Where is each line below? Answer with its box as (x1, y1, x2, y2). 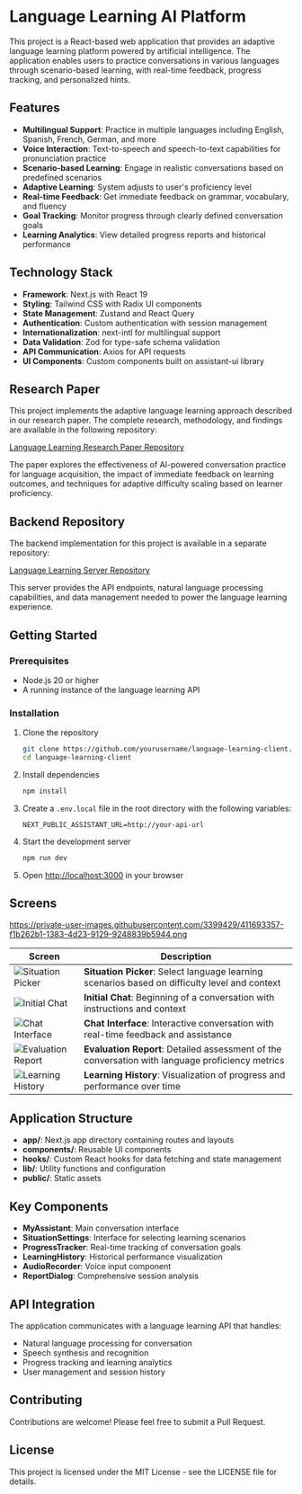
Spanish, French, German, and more (22, 133, 157, 145)
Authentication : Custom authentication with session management (22, 317, 268, 328)
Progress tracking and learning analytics (22, 1356, 173, 1367)
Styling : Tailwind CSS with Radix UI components (22, 298, 202, 309)
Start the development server (22, 836, 132, 847)
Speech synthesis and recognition (22, 1347, 149, 1358)
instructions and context (84, 1002, 187, 1015)
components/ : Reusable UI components (22, 1144, 172, 1155)
